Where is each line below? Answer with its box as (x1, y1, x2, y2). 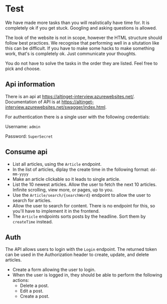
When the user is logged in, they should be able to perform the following (12, 272, 162, 278)
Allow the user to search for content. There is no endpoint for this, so (12, 202, 155, 208)
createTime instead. (12, 218, 53, 224)
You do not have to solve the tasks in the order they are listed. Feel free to (5, 60, 158, 66)
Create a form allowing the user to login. (12, 266, 96, 273)
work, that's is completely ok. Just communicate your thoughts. (5, 51, 137, 57)
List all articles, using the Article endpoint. (12, 161, 102, 167)
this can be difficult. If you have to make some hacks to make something (5, 45, 155, 51)
